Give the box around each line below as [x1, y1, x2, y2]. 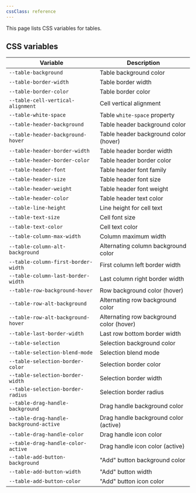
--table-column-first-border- [9, 258, 93, 266]
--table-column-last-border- [9, 273, 90, 280]
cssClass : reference [6, 8, 57, 15]
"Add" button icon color [99, 477, 164, 485]
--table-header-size [9, 176, 66, 183]
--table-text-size [9, 214, 60, 221]
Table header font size [99, 175, 161, 184]
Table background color [99, 68, 165, 77]
